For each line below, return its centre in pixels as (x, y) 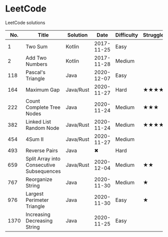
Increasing (38, 214)
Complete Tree (43, 107)
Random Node (42, 128)
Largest (35, 193)
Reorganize (39, 179)
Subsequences (43, 171)
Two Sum (37, 47)
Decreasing (39, 220)
